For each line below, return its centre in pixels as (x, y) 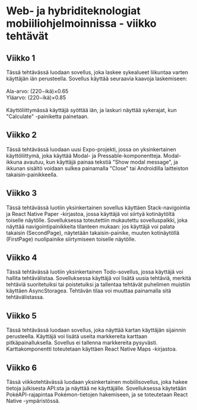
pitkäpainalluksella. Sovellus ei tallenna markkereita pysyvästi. (82, 343)
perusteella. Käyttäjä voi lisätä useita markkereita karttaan (77, 336)
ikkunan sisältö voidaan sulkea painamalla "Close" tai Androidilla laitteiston (97, 168)
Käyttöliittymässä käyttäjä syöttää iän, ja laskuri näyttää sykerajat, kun (91, 110)
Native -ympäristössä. (33, 401)
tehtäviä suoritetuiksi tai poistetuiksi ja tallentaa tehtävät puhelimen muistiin (98, 285)
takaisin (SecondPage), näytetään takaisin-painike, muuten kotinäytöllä (93, 233)
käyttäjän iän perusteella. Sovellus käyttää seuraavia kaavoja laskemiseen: (97, 79)
